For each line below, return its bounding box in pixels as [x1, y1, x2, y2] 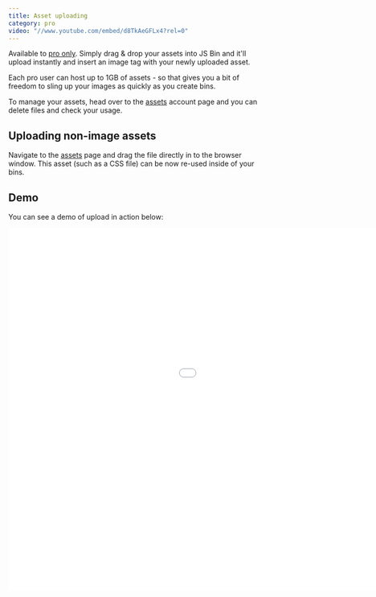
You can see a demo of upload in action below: [8, 212, 164, 221]
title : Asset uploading [8, 11, 88, 20]
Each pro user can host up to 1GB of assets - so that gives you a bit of [8, 73, 239, 83]
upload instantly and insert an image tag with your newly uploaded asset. [8, 57, 251, 67]
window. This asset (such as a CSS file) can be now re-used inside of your [8, 159, 255, 169]
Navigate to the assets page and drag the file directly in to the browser [8, 150, 243, 160]
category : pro [8, 19, 56, 27]
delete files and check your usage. [8, 105, 123, 115]
